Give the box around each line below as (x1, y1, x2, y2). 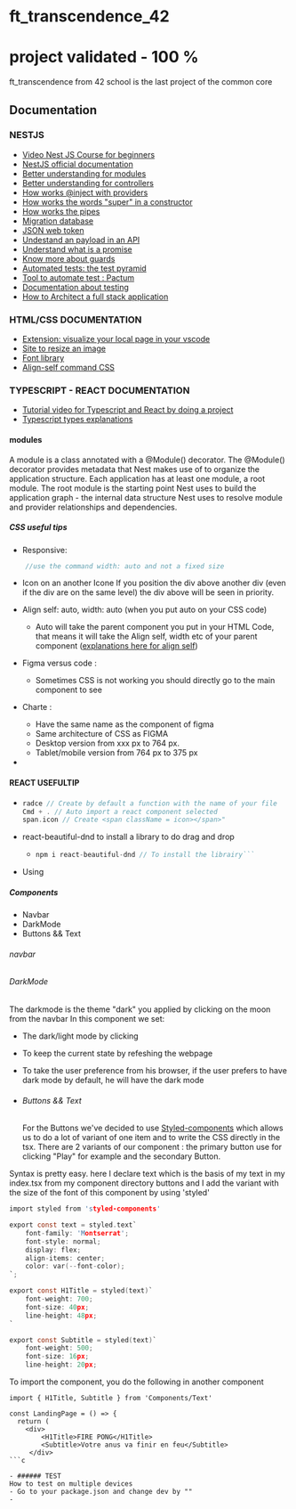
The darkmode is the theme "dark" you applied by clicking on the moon (9, 1004, 271, 1015)
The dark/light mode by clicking (21, 1031, 140, 1041)
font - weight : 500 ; (25, 1343, 93, 1353)
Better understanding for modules (21, 167, 147, 179)
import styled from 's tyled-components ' (9, 1204, 162, 1213)
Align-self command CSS (21, 363, 116, 373)
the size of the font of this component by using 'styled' (9, 1187, 211, 1198)
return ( (17, 1417, 50, 1426)
